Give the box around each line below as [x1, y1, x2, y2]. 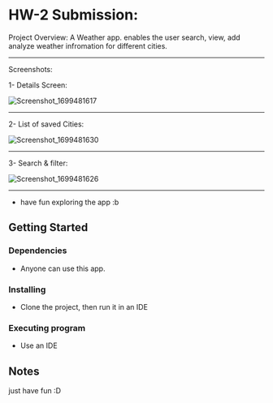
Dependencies [8, 245, 67, 256]
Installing [8, 284, 46, 295]
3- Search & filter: [8, 158, 68, 168]
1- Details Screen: [8, 79, 67, 90]
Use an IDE [19, 341, 58, 350]
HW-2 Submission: [8, 6, 139, 24]
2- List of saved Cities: [8, 119, 84, 129]
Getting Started [8, 221, 89, 234]
